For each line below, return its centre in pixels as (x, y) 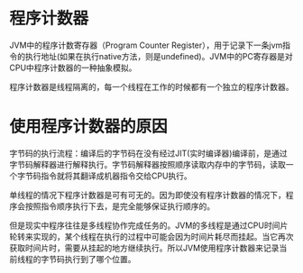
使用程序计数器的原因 (89, 127)
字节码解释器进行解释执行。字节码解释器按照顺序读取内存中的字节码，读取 (147, 164)
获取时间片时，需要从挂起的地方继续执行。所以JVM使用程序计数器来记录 (144, 248)
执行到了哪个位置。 (100, 259)
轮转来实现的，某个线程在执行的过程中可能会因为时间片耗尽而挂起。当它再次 (151, 236)
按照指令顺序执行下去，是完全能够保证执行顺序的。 (119, 206)
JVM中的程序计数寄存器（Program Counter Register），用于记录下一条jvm (146, 45)
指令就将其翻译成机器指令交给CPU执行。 (116, 176)
